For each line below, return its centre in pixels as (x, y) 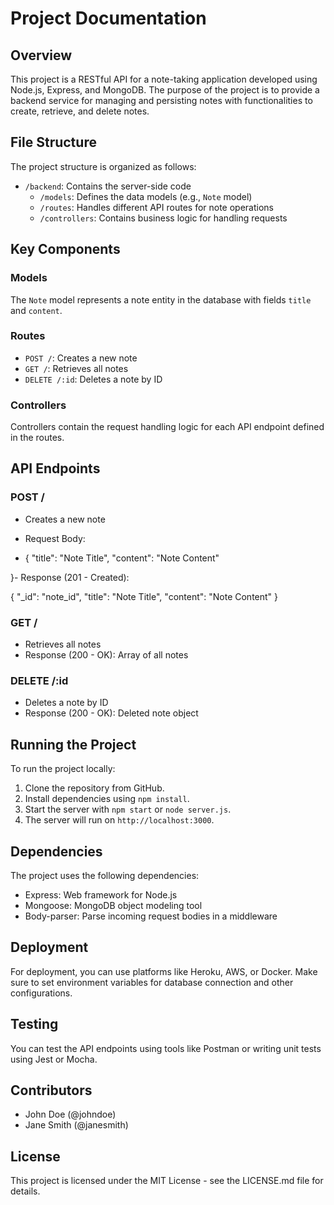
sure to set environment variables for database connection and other (152, 982)
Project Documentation (108, 18)
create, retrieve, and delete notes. (80, 111)
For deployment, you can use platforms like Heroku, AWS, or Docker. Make (164, 971)
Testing (34, 1024)
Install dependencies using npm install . (107, 799)
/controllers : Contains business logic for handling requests (163, 218)
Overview (41, 55)
